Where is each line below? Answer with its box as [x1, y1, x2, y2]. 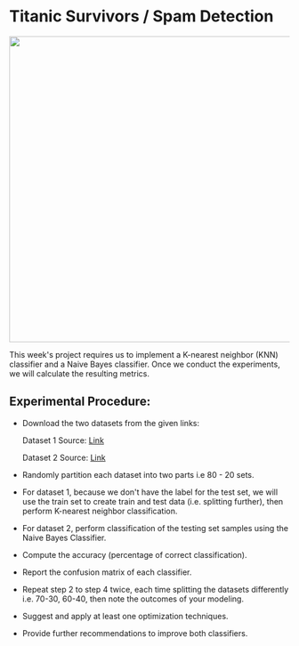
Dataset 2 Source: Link [21, 452, 106, 463]
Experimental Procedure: [9, 394, 151, 409]
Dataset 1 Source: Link [21, 434, 105, 446]
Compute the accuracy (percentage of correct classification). [21, 549, 247, 560]
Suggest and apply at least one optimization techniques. [21, 610, 229, 621]
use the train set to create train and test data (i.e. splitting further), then [21, 496, 284, 506]
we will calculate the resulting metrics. [9, 367, 149, 379]
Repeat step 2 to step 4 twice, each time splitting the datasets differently [21, 584, 289, 594]
